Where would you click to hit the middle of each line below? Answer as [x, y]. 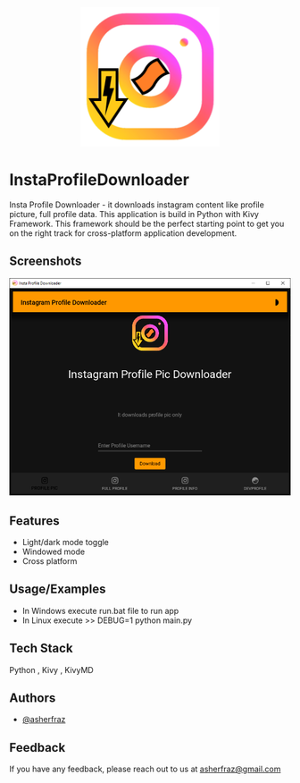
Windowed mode [54, 551]
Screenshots [46, 261]
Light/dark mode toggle [66, 543]
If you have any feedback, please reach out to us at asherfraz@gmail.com [145, 769]
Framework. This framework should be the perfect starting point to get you [147, 223]
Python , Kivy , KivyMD [51, 669]
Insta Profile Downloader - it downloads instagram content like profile [137, 205]
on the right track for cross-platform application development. [123, 233]
